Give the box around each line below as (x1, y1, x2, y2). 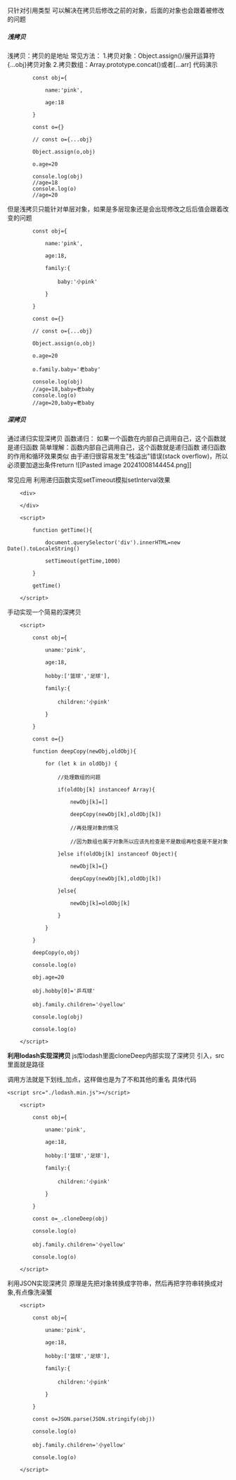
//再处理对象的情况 (70, 824, 119, 832)
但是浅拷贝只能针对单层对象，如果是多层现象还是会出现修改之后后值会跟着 (7, 204, 223, 213)
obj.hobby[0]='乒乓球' (32, 987, 96, 994)
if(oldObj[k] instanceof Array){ (57, 786, 156, 793)
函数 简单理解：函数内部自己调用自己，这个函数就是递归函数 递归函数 (25, 443, 226, 451)
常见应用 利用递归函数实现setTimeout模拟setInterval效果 (7, 475, 171, 484)
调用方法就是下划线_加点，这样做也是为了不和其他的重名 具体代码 (7, 1075, 197, 1083)
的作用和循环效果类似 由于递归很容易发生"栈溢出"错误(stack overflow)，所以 (7, 452, 228, 460)
